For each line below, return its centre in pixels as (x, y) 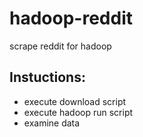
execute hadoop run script (78, 112)
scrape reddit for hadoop (60, 46)
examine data (52, 123)
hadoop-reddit (71, 18)
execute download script (75, 101)
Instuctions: (47, 77)
